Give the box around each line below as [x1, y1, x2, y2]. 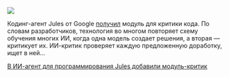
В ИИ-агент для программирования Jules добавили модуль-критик [7, 62, 208, 70]
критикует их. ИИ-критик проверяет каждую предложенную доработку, [7, 41, 223, 49]
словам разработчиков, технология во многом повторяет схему [7, 27, 198, 35]
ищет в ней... [7, 49, 46, 57]
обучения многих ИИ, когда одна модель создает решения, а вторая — [7, 34, 220, 42]
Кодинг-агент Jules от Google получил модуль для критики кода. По [7, 20, 210, 27]
